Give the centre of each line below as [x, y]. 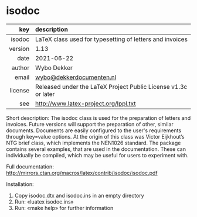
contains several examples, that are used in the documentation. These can [96, 149]
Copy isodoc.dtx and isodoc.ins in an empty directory [79, 195]
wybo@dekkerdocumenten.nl [76, 77]
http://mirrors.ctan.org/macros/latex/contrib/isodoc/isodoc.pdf [82, 173]
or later [45, 94]
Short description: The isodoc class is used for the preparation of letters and [98, 118]
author [21, 67]
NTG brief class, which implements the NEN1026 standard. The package [94, 143]
